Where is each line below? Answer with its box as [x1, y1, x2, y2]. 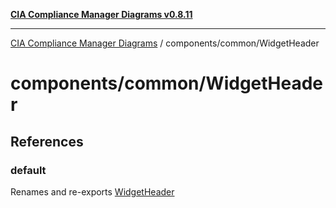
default [10, 163, 47, 177]
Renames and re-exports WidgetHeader [10, 185, 175, 198]
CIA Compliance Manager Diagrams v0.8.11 [10, 9, 193, 20]
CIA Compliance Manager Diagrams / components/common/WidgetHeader [10, 37, 320, 49]
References [10, 133, 84, 150]
